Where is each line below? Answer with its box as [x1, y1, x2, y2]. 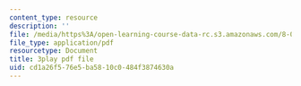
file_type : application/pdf [9, 38, 115, 47]
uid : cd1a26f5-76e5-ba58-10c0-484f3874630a [9, 64, 175, 73]
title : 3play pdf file [9, 55, 94, 64]
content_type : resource [9, 13, 99, 22]
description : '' [9, 21, 70, 30]
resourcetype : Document [9, 47, 99, 56]
